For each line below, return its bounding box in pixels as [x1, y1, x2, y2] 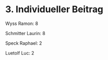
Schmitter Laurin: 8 [5, 30, 46, 36]
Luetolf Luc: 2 [5, 50, 35, 56]
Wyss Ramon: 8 [5, 20, 38, 26]
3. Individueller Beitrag [5, 4, 103, 15]
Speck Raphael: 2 [5, 40, 42, 46]
